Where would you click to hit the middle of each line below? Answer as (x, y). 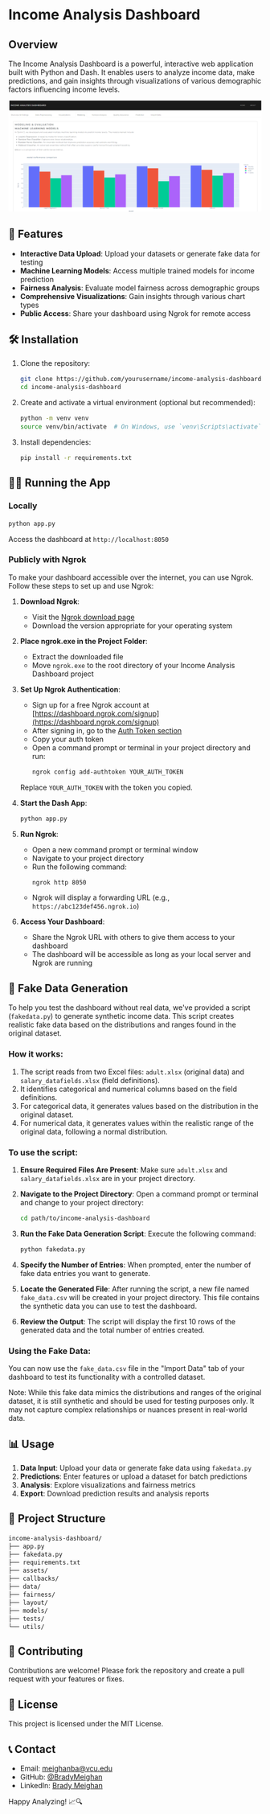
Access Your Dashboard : (62, 921)
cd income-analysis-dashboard (71, 388)
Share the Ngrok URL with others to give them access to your (133, 938)
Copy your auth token (68, 739)
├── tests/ (27, 1619)
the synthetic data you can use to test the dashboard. (108, 1306)
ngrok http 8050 (59, 882)
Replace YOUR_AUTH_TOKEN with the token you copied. (106, 787)
